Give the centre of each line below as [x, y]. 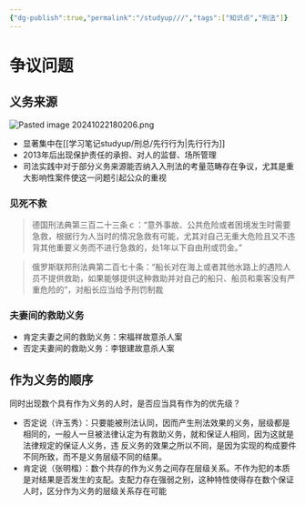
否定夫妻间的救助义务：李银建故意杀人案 [98, 348]
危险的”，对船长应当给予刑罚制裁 [102, 289]
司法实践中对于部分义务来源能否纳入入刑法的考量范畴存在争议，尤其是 [154, 166]
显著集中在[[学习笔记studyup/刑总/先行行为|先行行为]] [124, 143]
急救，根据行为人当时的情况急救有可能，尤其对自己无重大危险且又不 [159, 236]
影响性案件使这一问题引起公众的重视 [98, 177]
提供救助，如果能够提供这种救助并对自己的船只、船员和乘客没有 [168, 278]
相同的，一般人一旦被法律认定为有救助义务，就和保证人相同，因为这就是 [158, 434]
